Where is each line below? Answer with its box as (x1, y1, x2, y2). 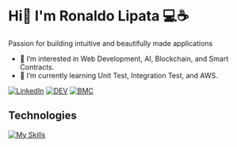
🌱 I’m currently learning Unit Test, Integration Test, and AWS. (19, 70, 218, 80)
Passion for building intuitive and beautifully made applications (8, 38, 213, 48)
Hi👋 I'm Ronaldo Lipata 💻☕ (8, 7, 189, 25)
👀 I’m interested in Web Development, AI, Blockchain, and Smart (19, 54, 229, 63)
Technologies (8, 109, 78, 122)
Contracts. (19, 62, 55, 72)
